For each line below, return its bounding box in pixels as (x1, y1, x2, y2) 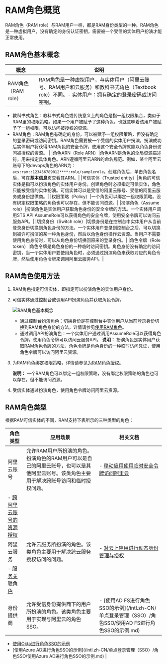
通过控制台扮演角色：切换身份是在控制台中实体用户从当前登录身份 (19, 318, 155, 324)
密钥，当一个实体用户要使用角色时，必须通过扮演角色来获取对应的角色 (12, 249, 157, 255)
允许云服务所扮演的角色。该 (26, 541, 91, 548)
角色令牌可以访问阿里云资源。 (19, 349, 81, 355)
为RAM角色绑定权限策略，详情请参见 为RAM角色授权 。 (12, 360, 124, 366)
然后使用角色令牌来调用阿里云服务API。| (21, 255, 104, 262)
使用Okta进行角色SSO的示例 (12, 641, 71, 647)
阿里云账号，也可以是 (36, 462, 86, 469)
